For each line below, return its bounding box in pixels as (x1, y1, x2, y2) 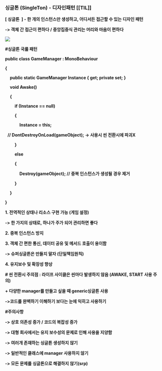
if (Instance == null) (14, 103, 55, 109)
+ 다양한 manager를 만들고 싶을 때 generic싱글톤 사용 (5, 288, 108, 294)
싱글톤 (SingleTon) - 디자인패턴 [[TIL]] (5, 4, 91, 11)
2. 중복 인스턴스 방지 (5, 230, 44, 236)
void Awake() (9, 84, 37, 90)
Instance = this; (19, 122, 52, 128)
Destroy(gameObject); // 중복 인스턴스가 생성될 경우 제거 (19, 171, 130, 176)
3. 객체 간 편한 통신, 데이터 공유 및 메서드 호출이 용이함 (5, 240, 107, 247)
